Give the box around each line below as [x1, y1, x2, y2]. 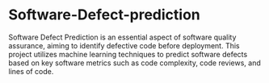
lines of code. [8, 66, 54, 76]
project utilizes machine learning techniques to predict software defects [8, 49, 248, 59]
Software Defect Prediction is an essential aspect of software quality [8, 32, 237, 42]
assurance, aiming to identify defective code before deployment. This [8, 40, 240, 50]
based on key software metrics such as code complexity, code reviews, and [8, 58, 261, 68]
